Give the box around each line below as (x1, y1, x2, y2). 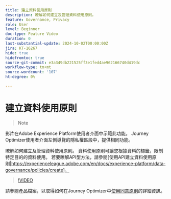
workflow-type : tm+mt (5, 65, 52, 70)
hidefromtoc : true (5, 55, 44, 61)
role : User (5, 22, 29, 27)
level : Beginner (5, 27, 40, 32)
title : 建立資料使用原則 (5, 7, 52, 13)
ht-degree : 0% (5, 74, 36, 79)
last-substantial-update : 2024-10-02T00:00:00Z (5, 41, 109, 46)
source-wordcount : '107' (5, 70, 58, 75)
